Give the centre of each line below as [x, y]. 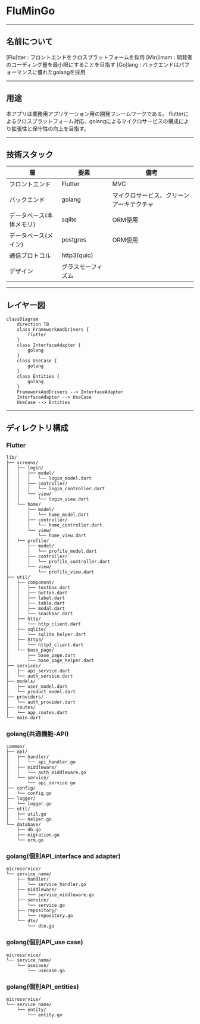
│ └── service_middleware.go [56, 895]
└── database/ [24, 825]
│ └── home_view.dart [46, 536]
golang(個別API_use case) [45, 942]
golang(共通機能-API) [37, 734]
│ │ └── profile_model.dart [51, 551]
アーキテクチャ [133, 205]
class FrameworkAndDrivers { [53, 330]
